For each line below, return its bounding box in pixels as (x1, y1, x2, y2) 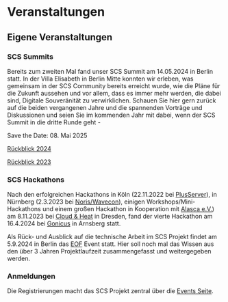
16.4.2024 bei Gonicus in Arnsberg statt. (7, 219, 121, 228)
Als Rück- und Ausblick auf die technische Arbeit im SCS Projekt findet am (7, 233, 217, 241)
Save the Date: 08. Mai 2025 (7, 131, 88, 139)
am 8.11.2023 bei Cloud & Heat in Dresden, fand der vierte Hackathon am (7, 212, 213, 221)
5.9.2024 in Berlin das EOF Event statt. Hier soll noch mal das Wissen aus (7, 240, 214, 248)
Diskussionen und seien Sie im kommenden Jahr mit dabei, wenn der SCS (7, 111, 216, 119)
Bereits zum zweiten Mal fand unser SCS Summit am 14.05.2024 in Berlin (7, 67, 214, 75)
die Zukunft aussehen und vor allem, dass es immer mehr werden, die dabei (7, 89, 221, 97)
